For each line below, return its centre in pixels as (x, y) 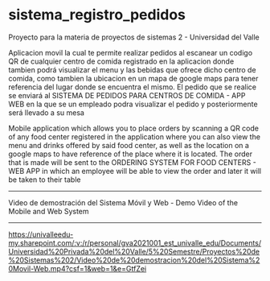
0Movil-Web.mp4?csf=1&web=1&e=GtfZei (78, 268)
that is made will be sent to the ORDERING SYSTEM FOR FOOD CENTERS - (133, 162)
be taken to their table (45, 180)
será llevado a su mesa (46, 112)
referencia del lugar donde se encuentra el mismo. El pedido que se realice (133, 87)
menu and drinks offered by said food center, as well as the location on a (129, 145)
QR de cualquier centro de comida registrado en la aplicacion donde (121, 61)
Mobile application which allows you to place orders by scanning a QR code (134, 128)
